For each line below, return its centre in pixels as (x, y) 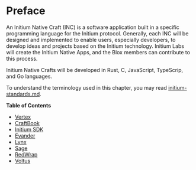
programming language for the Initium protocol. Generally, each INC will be (97, 33)
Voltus (23, 161)
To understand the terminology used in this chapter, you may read (86, 87)
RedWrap (26, 154)
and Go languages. (29, 76)
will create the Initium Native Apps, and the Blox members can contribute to (98, 52)
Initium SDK (29, 129)
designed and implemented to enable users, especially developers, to (91, 40)
